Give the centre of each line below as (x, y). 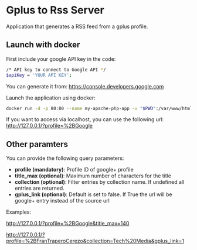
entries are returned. (39, 189)
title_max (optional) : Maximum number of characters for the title (93, 176)
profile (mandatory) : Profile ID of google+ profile (74, 170)
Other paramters (37, 144)
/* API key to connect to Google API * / (56, 70)
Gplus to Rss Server (55, 10)
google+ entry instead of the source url (62, 201)
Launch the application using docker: (51, 98)
